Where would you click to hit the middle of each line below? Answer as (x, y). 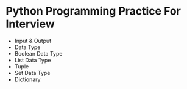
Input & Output (33, 41)
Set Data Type (32, 73)
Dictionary (27, 79)
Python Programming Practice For (93, 11)
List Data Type (33, 60)
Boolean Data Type (38, 53)
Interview (30, 24)
